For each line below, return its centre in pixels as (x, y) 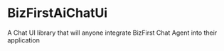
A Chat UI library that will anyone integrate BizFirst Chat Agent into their (112, 33)
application (24, 40)
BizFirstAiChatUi (58, 13)
